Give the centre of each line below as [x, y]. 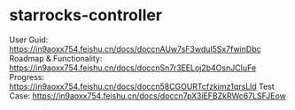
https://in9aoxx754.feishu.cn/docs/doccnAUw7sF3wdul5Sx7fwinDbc [135, 48]
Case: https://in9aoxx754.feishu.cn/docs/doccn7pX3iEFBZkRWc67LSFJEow [147, 95]
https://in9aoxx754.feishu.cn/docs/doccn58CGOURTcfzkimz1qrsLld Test [142, 86]
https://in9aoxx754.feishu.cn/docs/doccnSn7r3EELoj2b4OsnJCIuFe [133, 68]
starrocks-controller [85, 15]
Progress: [27, 77]
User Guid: [29, 40]
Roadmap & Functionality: [56, 58]
